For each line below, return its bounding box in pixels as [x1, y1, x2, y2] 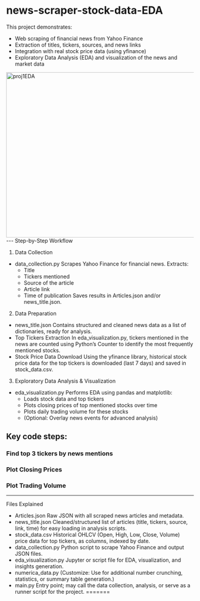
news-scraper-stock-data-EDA [6, 4, 164, 17]
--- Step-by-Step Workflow [6, 237, 73, 244]
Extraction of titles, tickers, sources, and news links [14, 41, 141, 48]
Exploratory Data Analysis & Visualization [14, 377, 116, 384]
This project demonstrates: [6, 23, 73, 30]
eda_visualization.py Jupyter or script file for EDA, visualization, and [14, 556, 182, 564]
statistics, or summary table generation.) [14, 575, 115, 582]
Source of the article [23, 279, 74, 286]
